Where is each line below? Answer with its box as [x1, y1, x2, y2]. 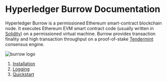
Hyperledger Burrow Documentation [5, 3, 160, 15]
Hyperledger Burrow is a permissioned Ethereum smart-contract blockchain [5, 20, 162, 26]
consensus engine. [5, 41, 45, 47]
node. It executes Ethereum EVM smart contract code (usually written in [5, 25, 154, 31]
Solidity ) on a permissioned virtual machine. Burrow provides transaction [5, 30, 156, 36]
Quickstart [12, 71, 34, 77]
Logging [12, 66, 30, 72]
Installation [12, 60, 36, 66]
